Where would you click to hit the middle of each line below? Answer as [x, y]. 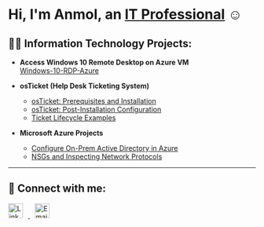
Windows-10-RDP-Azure [59, 71]
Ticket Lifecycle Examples [73, 118]
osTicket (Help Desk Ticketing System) [84, 86]
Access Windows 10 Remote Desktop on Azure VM [104, 62]
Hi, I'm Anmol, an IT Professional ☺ [125, 15]
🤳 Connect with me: [57, 189]
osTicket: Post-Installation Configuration [96, 109]
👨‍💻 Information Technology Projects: [100, 44]
